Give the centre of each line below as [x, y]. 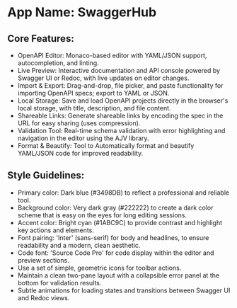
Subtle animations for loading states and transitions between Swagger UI [124, 290]
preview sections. [43, 260]
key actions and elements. [56, 230]
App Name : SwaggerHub [82, 12]
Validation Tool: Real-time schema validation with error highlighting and [121, 131]
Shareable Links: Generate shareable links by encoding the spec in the [120, 115]
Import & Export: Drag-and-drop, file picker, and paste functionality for [120, 85]
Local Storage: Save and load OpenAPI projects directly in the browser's [123, 101]
